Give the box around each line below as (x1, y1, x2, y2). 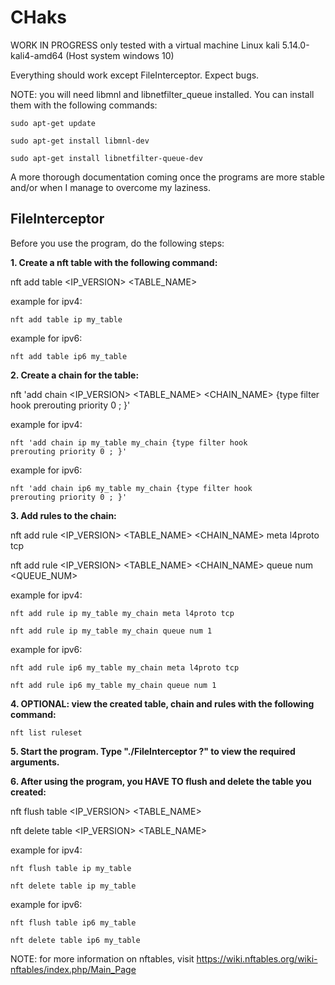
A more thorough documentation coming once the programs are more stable (10, 171, 325, 183)
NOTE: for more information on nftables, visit (10, 952, 195, 965)
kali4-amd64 (10, 49, 64, 61)
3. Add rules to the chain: (10, 509, 117, 521)
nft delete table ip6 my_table (10, 935, 141, 945)
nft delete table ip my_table (10, 881, 137, 891)
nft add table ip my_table (10, 314, 123, 325)
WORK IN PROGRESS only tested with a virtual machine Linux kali (10, 39, 280, 51)
